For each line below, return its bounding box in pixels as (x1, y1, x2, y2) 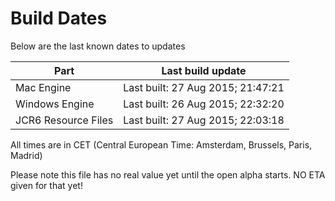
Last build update (161, 63, 247, 77)
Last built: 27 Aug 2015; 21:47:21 (123, 80, 285, 94)
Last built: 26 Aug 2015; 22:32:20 (123, 97, 285, 111)
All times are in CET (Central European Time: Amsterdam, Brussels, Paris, (10, 138, 313, 151)
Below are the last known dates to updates (10, 40, 186, 52)
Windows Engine (15, 97, 95, 111)
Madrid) (10, 149, 43, 161)
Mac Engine (15, 80, 72, 94)
